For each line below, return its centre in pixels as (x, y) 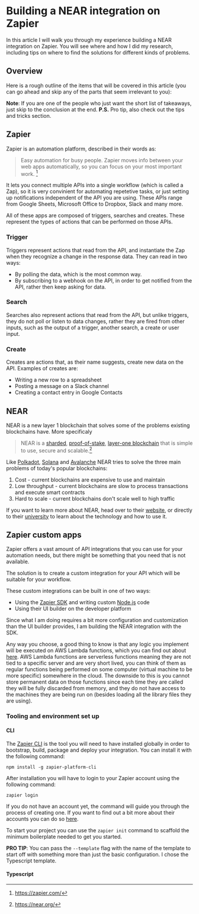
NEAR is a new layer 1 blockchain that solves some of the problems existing (98, 425)
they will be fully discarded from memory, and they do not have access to (96, 688)
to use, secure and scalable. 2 (56, 450)
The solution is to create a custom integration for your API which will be (93, 573)
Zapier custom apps (44, 535)
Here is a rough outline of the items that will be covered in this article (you (96, 85)
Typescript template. (31, 861)
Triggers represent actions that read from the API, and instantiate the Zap (96, 250)
